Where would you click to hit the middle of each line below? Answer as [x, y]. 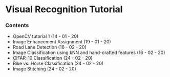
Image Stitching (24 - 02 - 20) [45, 69]
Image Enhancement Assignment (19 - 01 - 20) [62, 42]
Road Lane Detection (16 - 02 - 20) [50, 47]
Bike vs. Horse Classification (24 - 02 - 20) [58, 63]
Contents [17, 25]
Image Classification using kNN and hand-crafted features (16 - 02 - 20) [89, 53]
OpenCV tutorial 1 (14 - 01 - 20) [46, 36]
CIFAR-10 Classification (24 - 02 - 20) [53, 58]
